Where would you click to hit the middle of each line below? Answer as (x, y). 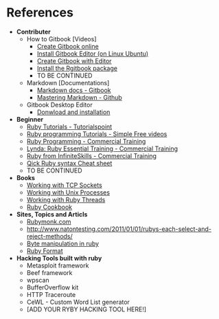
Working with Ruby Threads (66, 199)
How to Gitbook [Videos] (61, 38)
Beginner (30, 119)
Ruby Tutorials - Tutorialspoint (69, 126)
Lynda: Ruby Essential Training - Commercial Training (102, 148)
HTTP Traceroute (51, 294)
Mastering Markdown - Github (80, 97)
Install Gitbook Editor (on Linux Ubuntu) (93, 54)
